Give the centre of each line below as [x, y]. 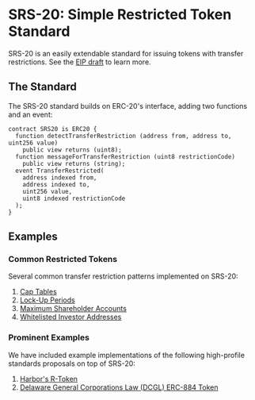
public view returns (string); [74, 163]
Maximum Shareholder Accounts [73, 309]
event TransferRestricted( [60, 171]
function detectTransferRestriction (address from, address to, [124, 136]
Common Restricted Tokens [63, 260]
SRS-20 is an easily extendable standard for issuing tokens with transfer [126, 53]
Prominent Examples [49, 337]
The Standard [43, 87]
